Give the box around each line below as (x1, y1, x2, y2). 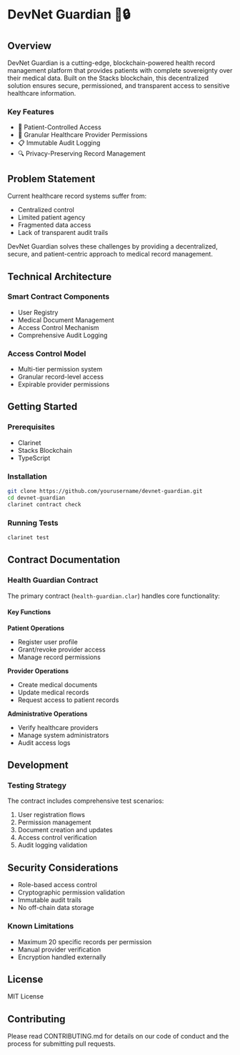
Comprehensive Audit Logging (17, 331, 108, 339)
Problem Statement (7, 173, 96, 185)
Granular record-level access (17, 373, 104, 381)
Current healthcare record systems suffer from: (7, 191, 147, 201)
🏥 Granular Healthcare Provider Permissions (17, 131, 148, 139)
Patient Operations (7, 624, 65, 632)
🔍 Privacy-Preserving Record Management (17, 149, 146, 158)
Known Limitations (7, 921, 74, 931)
